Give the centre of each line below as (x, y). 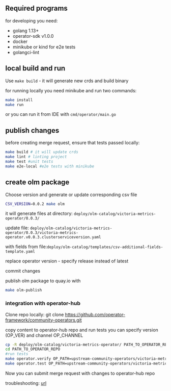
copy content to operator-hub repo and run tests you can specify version (82, 330)
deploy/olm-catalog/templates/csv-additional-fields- (105, 247)
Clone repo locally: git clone (35, 314)
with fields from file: (26, 247)
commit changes (23, 271)
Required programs (36, 8)
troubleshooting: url (26, 383)
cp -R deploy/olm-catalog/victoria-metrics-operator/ (64, 345)
